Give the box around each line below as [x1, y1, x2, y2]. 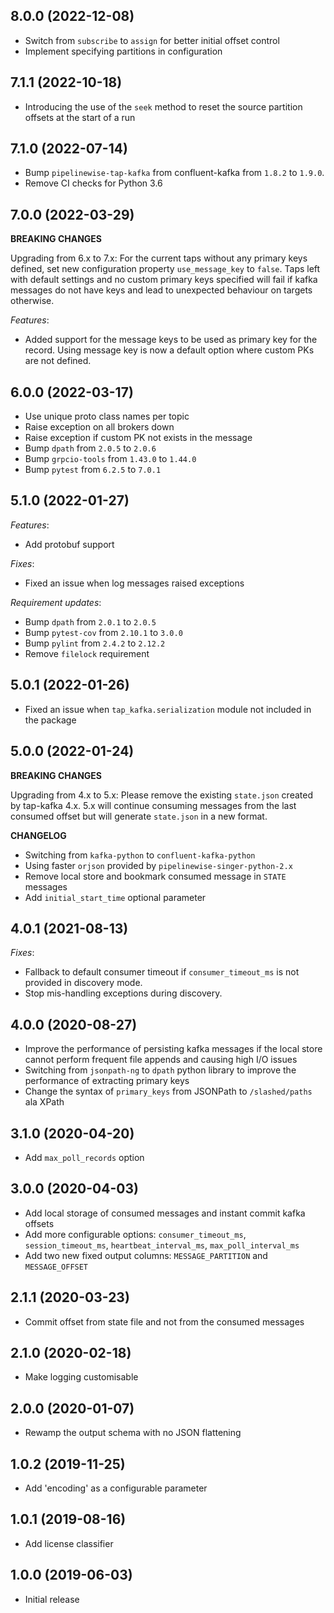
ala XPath [24, 1096, 65, 1108]
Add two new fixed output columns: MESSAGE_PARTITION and [24, 1249, 268, 1261]
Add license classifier [24, 1537, 114, 1549]
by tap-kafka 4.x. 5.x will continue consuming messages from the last [10, 799, 297, 811]
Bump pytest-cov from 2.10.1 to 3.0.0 [24, 626, 183, 638]
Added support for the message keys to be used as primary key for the [24, 334, 318, 346]
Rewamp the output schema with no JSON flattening [24, 1427, 242, 1439]
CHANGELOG [10, 829, 67, 841]
